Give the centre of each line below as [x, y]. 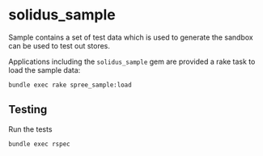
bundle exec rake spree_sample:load [70, 85]
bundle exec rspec [39, 144]
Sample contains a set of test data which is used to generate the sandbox [131, 37]
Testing [28, 110]
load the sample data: [45, 70]
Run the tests [30, 129]
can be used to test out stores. [59, 45]
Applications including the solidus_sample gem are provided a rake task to [132, 61]
